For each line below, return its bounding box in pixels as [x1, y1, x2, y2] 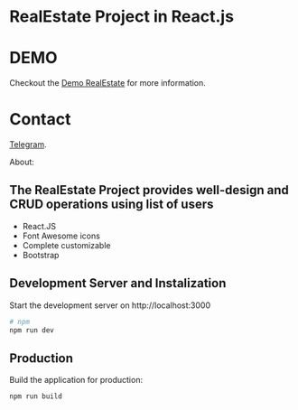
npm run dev [9, 325, 54, 335]
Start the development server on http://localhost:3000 [9, 300, 210, 311]
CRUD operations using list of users [9, 197, 214, 212]
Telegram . [9, 139, 47, 150]
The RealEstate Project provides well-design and [9, 182, 289, 198]
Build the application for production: [9, 375, 143, 386]
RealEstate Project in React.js [9, 6, 235, 27]
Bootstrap [22, 249, 60, 260]
